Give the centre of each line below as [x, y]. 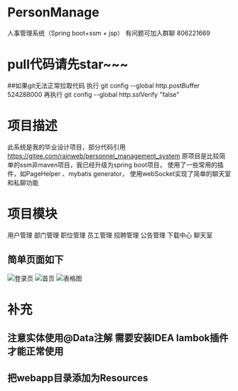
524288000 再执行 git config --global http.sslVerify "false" [93, 94]
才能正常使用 [36, 351]
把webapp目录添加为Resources [78, 378]
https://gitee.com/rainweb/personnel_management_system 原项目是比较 [113, 156]
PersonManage [53, 12]
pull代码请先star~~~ [68, 64]
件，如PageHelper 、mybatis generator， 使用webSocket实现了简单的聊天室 [119, 173]
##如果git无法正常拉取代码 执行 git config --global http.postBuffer [104, 85]
